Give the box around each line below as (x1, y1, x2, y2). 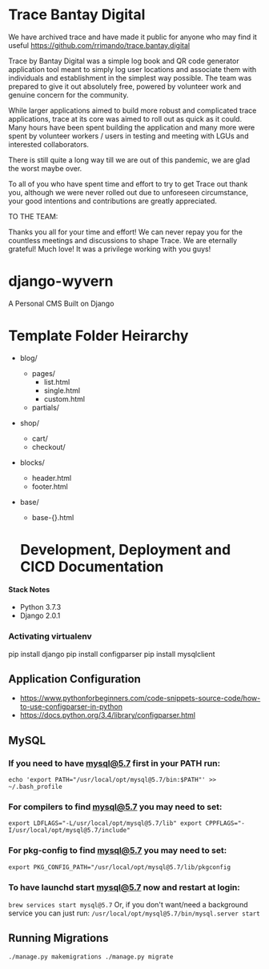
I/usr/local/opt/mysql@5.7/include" (8, 827, 130, 835)
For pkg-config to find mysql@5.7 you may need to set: (8, 845, 227, 856)
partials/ (31, 402, 60, 412)
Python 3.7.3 (19, 603, 62, 612)
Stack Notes (8, 584, 50, 594)
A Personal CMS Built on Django (8, 298, 114, 308)
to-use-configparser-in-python (19, 702, 122, 711)
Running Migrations (8, 931, 110, 945)
